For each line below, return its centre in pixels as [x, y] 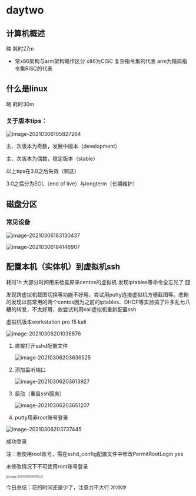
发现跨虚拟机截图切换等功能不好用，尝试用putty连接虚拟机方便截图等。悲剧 [98, 294]
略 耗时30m [20, 104]
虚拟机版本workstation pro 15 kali [46, 322]
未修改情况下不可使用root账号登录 [47, 466]
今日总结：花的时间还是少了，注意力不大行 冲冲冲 [66, 487]
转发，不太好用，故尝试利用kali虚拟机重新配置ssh [76, 309]
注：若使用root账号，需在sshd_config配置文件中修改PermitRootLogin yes [95, 454]
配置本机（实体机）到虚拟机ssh [63, 267]
